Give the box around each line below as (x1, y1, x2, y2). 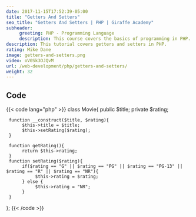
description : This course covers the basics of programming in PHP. (19, 36, 191, 42)
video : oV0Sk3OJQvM (6, 57, 54, 63)
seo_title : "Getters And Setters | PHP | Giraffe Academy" (6, 19, 154, 25)
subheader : (6, 25, 33, 31)
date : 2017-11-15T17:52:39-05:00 (6, 8, 88, 15)
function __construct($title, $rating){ (8, 117, 109, 123)
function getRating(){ (8, 143, 65, 149)
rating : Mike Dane (6, 47, 51, 53)
